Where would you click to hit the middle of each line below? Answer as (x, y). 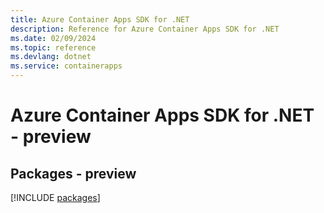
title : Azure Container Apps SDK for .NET (100, 19)
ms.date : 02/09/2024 (53, 38)
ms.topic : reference (53, 47)
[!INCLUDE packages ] (55, 197)
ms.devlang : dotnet (51, 57)
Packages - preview (73, 173)
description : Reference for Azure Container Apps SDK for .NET (145, 29)
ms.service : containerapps (66, 66)
